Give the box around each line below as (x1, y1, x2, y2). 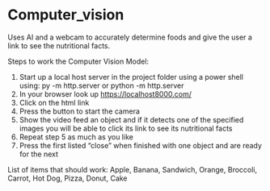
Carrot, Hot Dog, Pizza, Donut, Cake (7, 173, 128, 183)
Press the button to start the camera (19, 106, 141, 116)
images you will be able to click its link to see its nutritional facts (19, 123, 233, 133)
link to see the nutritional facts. (7, 40, 111, 50)
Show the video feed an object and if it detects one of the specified (19, 114, 244, 124)
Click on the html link (19, 98, 90, 107)
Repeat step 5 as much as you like (19, 131, 134, 142)
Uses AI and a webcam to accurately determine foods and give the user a (7, 32, 252, 42)
